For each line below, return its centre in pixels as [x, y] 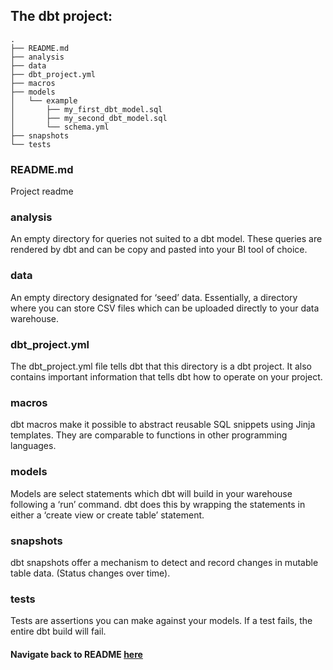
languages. [33, 446]
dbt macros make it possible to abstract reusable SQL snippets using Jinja [163, 425]
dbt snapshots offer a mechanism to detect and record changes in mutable [164, 562]
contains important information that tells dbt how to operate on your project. [166, 377]
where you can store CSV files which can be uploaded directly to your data [165, 308]
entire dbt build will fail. [58, 631]
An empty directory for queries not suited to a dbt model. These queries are [166, 239]
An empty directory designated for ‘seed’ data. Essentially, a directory [154, 297]
